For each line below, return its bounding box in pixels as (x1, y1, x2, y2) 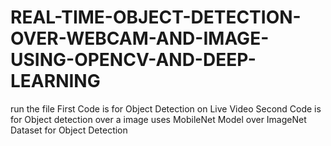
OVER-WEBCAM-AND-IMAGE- (10, 27, 270, 50)
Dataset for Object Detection (10, 124, 128, 136)
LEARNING (10, 70, 101, 93)
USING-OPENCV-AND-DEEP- (10, 49, 257, 71)
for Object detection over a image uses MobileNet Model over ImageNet (10, 113, 307, 125)
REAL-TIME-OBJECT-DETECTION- (10, 6, 302, 29)
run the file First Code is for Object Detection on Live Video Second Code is (10, 102, 322, 115)
